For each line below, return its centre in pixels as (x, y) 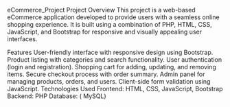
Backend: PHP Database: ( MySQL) (57, 96)
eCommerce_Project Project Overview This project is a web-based (101, 10)
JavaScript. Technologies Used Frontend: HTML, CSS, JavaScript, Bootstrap (115, 89)
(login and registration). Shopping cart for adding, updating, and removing (112, 67)
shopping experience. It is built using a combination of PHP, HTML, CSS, (110, 24)
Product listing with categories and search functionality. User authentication (114, 60)
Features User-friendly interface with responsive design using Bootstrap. (110, 52)
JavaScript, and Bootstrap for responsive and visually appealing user (105, 32)
